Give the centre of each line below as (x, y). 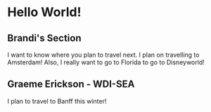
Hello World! (44, 12)
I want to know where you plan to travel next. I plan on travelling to (103, 55)
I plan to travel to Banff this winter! (57, 101)
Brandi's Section (44, 38)
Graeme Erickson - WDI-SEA (71, 84)
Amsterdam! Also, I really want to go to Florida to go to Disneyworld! (106, 62)
